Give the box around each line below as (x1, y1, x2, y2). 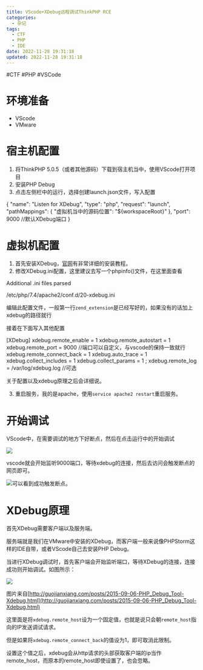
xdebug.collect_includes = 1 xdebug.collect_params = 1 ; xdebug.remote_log (6, 357, 197, 365)
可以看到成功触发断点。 (12, 480, 71, 487)
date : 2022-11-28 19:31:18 (6, 49, 75, 55)
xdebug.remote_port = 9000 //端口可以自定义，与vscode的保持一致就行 (6, 344, 186, 351)
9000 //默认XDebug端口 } (6, 215, 71, 223)
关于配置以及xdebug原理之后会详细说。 (6, 378, 105, 385)
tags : (6, 26, 20, 32)
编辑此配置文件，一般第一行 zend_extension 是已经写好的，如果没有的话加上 (6, 304, 193, 311)
